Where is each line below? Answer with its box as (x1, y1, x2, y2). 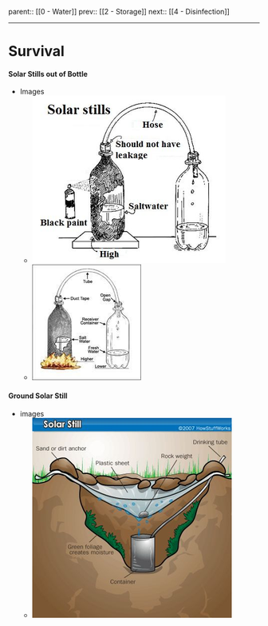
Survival (8, 42, 65, 61)
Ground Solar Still (8, 391, 68, 401)
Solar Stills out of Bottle (8, 69, 88, 78)
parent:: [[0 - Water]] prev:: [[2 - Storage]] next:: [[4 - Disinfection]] (8, 7, 230, 16)
